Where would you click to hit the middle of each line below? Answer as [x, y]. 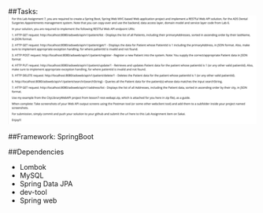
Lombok [33, 167]
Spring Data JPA [46, 183]
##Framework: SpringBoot [51, 136]
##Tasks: [23, 11]
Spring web [38, 200]
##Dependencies [36, 152]
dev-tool [33, 192]
